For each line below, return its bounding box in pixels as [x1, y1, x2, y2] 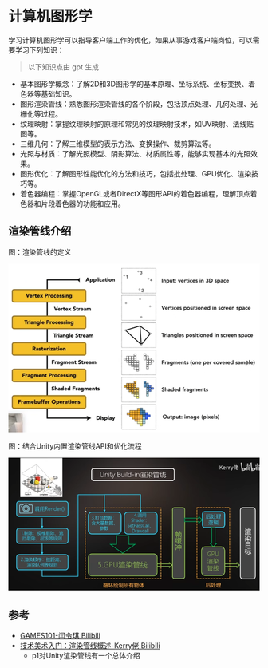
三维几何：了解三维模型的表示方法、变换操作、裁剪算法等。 [19, 139, 216, 148]
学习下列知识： [14, 45, 65, 54]
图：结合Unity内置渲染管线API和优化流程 [8, 441, 142, 451]
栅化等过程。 [19, 109, 62, 118]
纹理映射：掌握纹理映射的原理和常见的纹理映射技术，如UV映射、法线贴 [19, 119, 254, 128]
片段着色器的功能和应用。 [41, 199, 125, 208]
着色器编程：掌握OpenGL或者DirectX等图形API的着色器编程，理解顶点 [19, 188, 251, 198]
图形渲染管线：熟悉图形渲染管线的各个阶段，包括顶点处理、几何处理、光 [19, 99, 258, 109]
